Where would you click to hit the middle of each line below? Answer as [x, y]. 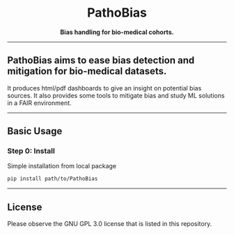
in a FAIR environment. [39, 103]
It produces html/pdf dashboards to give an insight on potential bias [104, 88]
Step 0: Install [31, 151]
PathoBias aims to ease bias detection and [101, 60]
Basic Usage [35, 131]
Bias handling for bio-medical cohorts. [117, 32]
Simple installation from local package [62, 166]
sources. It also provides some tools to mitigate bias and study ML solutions [116, 95]
